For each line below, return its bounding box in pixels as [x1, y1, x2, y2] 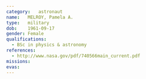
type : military [6, 20, 50, 26]
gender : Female [6, 31, 44, 37]
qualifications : [6, 36, 47, 42]
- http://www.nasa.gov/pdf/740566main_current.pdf [11, 53, 141, 59]
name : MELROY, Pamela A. [6, 14, 74, 20]
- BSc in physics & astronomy [11, 42, 87, 48]
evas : [6, 64, 20, 70]
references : [6, 48, 36, 53]
